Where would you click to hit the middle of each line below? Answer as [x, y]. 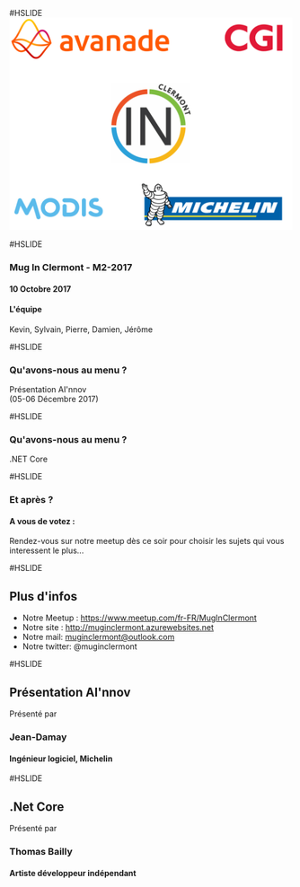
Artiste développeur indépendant [73, 873]
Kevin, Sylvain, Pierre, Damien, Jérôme [81, 329]
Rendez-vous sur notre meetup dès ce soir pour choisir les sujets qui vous [147, 541]
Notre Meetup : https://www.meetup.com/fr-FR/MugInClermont [140, 618]
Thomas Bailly [41, 851]
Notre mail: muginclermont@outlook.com [98, 637]
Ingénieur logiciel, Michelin [61, 759]
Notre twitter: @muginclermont [79, 646]
